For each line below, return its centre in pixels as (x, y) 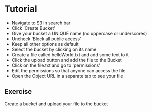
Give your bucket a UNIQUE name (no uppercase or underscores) (79, 33)
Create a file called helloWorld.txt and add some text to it (70, 55)
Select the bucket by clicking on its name (54, 49)
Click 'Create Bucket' (34, 28)
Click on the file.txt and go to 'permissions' (56, 65)
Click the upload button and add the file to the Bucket (67, 60)
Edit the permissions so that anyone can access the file (69, 70)
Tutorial (21, 9)
